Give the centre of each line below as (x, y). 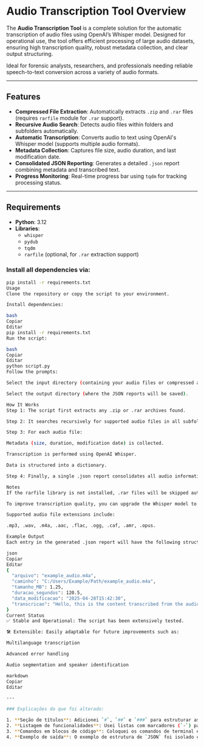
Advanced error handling (38, 654)
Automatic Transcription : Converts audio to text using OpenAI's (96, 137)
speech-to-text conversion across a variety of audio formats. (83, 72)
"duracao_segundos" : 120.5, (47, 593)
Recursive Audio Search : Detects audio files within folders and (94, 124)
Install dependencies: (35, 305)
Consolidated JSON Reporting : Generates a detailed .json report (97, 163)
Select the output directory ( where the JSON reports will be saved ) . (97, 394)
